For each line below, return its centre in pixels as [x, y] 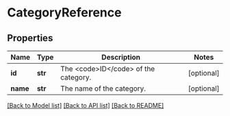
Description [121, 57]
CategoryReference [64, 13]
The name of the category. [103, 89]
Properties [30, 38]
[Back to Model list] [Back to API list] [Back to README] [86, 105]
